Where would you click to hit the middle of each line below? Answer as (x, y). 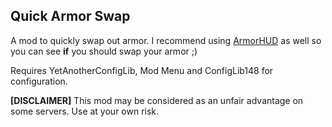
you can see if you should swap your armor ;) (104, 51)
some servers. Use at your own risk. (85, 111)
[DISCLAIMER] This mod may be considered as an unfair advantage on (157, 100)
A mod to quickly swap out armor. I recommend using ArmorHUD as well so (166, 40)
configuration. (39, 81)
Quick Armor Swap (70, 16)
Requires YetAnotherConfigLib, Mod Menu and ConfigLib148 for (142, 70)
